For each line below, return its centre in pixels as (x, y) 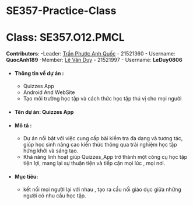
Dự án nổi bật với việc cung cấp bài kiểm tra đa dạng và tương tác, (103, 138)
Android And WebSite (49, 92)
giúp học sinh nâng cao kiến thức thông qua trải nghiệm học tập (100, 145)
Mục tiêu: (26, 176)
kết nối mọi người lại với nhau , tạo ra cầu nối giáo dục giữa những (102, 190)
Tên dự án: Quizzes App (44, 112)
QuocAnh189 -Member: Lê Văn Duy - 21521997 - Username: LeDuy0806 (94, 60)
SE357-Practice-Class (61, 11)
